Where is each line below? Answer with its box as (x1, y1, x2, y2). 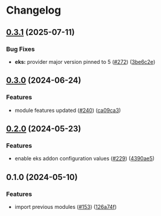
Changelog (6, 4, 61, 17)
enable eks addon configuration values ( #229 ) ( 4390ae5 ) (14, 155, 155, 162)
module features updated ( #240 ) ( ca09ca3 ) (14, 107, 121, 114)
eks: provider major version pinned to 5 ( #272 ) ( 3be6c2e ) (14, 58, 156, 65)
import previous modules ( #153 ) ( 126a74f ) (14, 203, 117, 210)
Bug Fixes (6, 45, 35, 53)
